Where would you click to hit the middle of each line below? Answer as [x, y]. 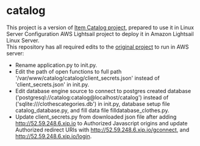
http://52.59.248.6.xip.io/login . [53, 136]
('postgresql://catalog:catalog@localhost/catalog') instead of [92, 97]
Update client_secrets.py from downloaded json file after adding [96, 117]
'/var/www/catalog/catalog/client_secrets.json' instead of [87, 78]
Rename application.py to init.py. [56, 65]
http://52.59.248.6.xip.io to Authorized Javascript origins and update [101, 123]
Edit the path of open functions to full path [68, 71]
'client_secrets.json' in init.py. [52, 84]
